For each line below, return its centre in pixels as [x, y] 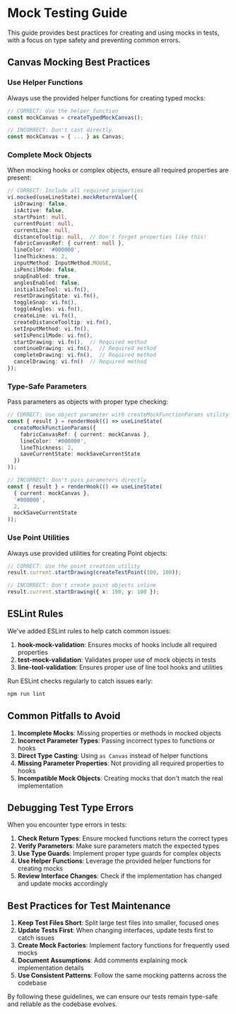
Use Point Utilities [39, 537]
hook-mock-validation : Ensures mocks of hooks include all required [117, 644]
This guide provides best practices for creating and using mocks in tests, [113, 33]
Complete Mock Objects [50, 155]
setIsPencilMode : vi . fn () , [53, 335]
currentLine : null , [42, 230]
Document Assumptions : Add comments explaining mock [102, 960]
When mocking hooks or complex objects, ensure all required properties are [118, 170]
